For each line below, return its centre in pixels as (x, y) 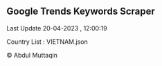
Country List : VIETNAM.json (47, 42)
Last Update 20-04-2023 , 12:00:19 (57, 28)
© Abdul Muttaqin (32, 55)
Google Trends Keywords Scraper (81, 11)
